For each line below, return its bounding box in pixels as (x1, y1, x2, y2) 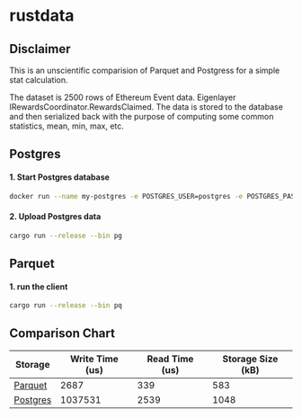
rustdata (9, 5, 75, 26)
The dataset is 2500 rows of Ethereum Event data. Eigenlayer (9, 92, 236, 102)
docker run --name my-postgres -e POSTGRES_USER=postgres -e (9, 191, 244, 200)
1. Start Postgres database (9, 172, 111, 182)
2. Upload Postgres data (9, 211, 102, 222)
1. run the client (9, 280, 68, 292)
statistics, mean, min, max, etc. (9, 120, 124, 131)
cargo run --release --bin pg (9, 231, 123, 240)
